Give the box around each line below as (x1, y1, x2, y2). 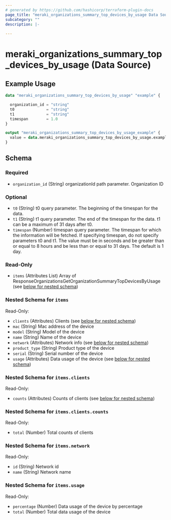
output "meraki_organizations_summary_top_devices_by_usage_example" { (5, 131, 160, 136)
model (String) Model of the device (12, 328, 85, 334)
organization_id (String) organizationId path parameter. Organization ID (12, 180, 164, 187)
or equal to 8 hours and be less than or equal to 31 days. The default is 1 (12, 243, 164, 249)
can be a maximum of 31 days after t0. (12, 221, 93, 227)
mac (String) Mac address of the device (12, 323, 94, 329)
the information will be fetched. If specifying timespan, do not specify (12, 232, 159, 238)
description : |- (5, 21, 40, 27)
